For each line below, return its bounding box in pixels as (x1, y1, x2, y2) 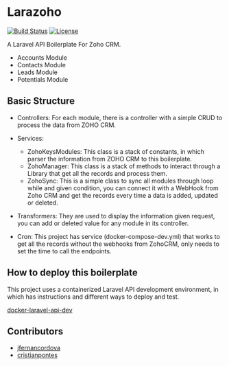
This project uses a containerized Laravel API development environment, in (7, 285, 219, 293)
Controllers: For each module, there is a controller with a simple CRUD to (16, 113, 223, 122)
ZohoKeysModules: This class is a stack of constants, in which (27, 147, 204, 155)
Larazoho (7, 4, 62, 20)
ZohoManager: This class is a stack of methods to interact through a (27, 162, 221, 170)
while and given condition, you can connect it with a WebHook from (27, 183, 219, 192)
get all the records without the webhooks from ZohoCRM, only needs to (16, 240, 219, 248)
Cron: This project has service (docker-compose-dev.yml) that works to (16, 232, 221, 240)
